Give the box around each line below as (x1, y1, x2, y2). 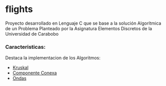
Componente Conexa (12, 70, 57, 76)
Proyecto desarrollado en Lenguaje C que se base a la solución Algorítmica (5, 20, 161, 26)
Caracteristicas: (5, 43, 46, 50)
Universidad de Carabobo (5, 31, 59, 37)
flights (5, 4, 33, 15)
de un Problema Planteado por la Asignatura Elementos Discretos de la (5, 25, 152, 31)
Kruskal (12, 64, 29, 71)
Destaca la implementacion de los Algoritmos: (5, 55, 101, 61)
